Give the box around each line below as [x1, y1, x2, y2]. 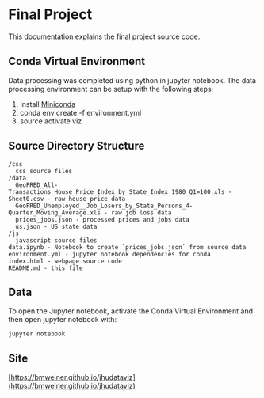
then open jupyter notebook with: [8, 315, 117, 324]
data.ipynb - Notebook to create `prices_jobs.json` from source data [8, 243, 247, 251]
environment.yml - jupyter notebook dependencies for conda [8, 250, 212, 258]
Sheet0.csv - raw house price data [8, 195, 126, 203]
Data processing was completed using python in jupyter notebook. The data [8, 75, 256, 85]
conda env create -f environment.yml [19, 108, 142, 117]
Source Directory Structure [8, 139, 145, 153]
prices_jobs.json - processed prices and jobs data [15, 215, 190, 223]
